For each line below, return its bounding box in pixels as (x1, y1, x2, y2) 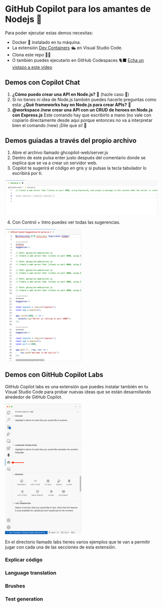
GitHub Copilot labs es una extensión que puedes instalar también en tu (5, 383, 148, 389)
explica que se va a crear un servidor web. (12, 160, 98, 166)
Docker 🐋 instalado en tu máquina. (12, 39, 81, 45)
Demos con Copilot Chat (5, 78, 80, 87)
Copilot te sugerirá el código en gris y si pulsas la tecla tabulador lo (12, 165, 147, 171)
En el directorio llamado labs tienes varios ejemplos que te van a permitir (5, 539, 150, 545)
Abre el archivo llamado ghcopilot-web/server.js (12, 150, 108, 155)
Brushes (5, 583, 25, 589)
